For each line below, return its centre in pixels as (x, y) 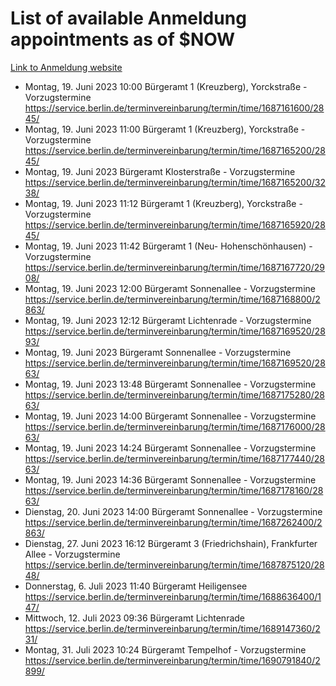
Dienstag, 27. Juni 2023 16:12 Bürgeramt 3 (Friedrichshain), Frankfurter (171, 543)
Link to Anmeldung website (66, 67)
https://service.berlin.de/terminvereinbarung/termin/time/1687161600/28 (174, 108)
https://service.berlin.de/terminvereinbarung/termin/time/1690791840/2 (172, 660)
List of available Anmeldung (128, 18)
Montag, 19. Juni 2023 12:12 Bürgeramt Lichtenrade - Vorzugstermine (168, 320)
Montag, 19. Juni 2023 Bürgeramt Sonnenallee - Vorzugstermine (158, 352)
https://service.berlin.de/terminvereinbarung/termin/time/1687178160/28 (174, 490)
